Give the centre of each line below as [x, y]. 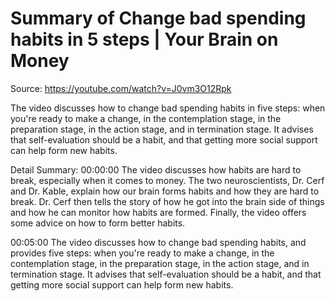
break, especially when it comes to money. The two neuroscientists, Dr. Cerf [167, 180]
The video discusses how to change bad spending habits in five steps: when [168, 108]
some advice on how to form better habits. [98, 223]
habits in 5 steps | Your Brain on [144, 39]
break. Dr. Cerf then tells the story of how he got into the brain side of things [167, 201]
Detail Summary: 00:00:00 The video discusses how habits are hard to [156, 169]
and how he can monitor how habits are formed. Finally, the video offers [158, 212]
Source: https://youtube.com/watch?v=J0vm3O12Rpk [121, 88]
